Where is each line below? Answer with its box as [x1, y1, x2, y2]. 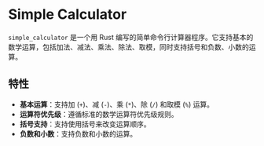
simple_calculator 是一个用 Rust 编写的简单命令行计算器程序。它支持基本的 [8, 32, 254, 42]
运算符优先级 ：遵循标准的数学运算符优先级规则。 [19, 109, 178, 119]
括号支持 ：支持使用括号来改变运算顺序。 [19, 119, 151, 129]
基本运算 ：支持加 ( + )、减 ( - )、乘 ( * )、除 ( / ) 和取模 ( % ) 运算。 [19, 100, 214, 109]
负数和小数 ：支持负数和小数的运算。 [19, 129, 137, 138]
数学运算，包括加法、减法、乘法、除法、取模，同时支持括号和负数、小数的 [8, 42, 249, 52]
